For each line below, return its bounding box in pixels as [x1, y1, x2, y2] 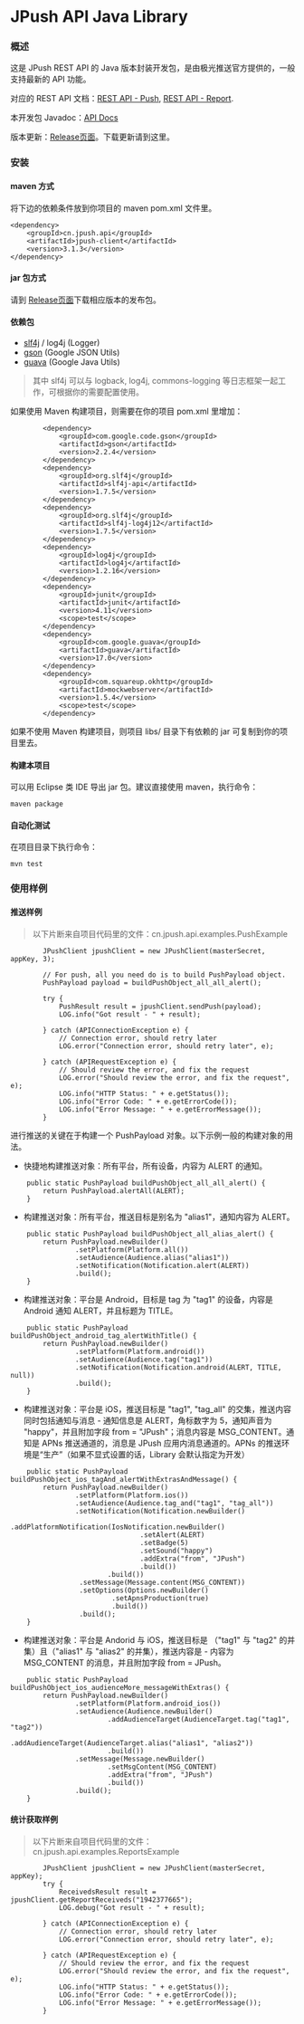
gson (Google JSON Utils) [23, 347, 120, 358]
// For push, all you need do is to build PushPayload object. [43, 970, 286, 979]
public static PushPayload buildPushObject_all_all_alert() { [26, 1179, 266, 1188]
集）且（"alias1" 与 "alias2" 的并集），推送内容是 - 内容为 [23, 1646, 234, 1656]
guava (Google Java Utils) [23, 357, 120, 368]
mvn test [10, 860, 43, 869]
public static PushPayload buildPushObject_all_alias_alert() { [26, 1229, 274, 1238]
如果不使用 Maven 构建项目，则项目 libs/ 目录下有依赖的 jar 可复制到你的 [10, 726, 280, 737]
